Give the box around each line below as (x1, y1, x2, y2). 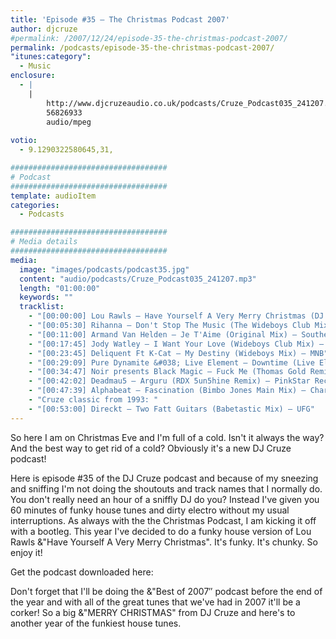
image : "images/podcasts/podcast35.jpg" (19, 264, 190, 275)
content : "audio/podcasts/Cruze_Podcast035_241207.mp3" (19, 274, 257, 284)
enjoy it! (10, 546, 43, 558)
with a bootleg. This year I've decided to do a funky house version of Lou (10, 525, 312, 537)
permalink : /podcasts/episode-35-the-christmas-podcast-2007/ (10, 42, 275, 53)
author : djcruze (10, 24, 78, 34)
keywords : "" (19, 292, 74, 303)
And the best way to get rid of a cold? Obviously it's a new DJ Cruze (10, 442, 292, 454)
